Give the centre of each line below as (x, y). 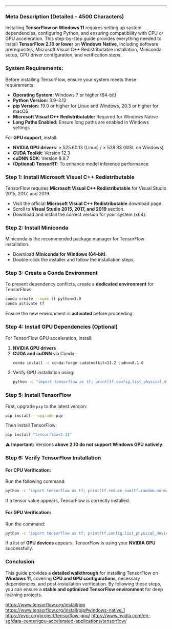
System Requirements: (34, 68)
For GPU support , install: (31, 137)
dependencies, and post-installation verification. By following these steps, (83, 584)
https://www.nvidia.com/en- (121, 615)
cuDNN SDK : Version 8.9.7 (41, 158)
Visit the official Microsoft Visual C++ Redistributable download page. (88, 204)
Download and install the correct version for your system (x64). (80, 214)
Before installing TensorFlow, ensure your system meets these (71, 79)
